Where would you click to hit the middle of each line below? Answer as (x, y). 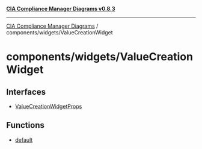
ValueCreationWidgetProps (48, 106)
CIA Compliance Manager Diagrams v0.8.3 (61, 9)
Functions (26, 125)
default (24, 140)
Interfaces (26, 92)
